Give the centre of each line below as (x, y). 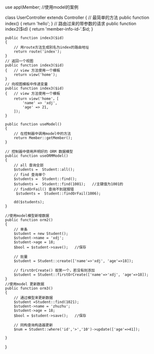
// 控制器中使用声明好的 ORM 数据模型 (39, 152)
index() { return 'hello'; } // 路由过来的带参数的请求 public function (71, 24)
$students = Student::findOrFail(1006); (58, 194)
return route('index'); (38, 52)
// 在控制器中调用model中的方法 (43, 134)
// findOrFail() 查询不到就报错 (44, 189)
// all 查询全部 (29, 165)
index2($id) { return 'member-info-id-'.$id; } (49, 29)
